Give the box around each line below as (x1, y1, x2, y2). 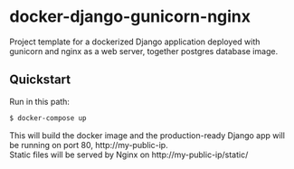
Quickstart (9, 72, 71, 88)
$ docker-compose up (9, 113, 88, 123)
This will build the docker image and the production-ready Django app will (9, 129, 285, 141)
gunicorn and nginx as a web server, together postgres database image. (9, 45, 279, 56)
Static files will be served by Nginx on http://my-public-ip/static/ (9, 149, 249, 160)
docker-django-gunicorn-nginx (9, 6, 251, 27)
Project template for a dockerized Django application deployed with (9, 36, 261, 47)
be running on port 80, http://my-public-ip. (9, 139, 169, 150)
